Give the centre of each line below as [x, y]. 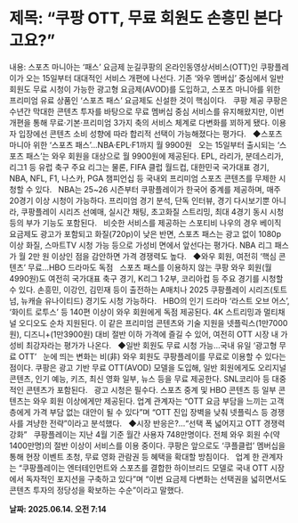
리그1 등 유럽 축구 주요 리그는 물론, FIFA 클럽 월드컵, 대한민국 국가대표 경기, [139, 167]
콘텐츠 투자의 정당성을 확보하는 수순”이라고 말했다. [97, 490]
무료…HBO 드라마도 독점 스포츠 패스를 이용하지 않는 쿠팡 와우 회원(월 [150, 267]
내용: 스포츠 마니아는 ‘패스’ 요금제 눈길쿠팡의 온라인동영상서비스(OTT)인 [134, 67]
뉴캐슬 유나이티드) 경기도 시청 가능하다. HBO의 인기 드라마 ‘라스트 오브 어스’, [155, 300]
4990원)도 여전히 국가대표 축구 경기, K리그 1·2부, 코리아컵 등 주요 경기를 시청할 [146, 278]
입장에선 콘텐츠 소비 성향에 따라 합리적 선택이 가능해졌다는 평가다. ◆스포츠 [150, 134]
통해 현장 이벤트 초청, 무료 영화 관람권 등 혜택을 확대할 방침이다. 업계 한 [134, 456]
